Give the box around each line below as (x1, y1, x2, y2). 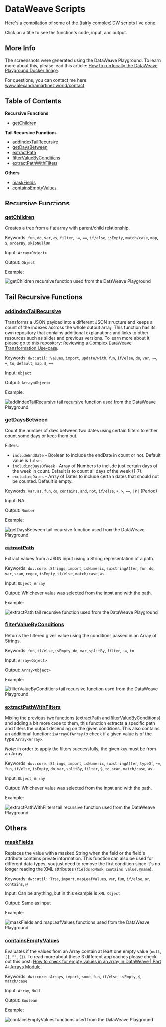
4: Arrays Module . (5, 964, 42, 970)
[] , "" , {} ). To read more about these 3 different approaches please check (5, 954, 157, 959)
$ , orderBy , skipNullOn (5, 240, 51, 246)
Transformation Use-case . (5, 345, 59, 351)
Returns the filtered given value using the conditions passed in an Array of (5, 632, 157, 638)
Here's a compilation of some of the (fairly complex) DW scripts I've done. (5, 20, 157, 26)
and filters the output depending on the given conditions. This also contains (5, 726, 160, 732)
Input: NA (5, 498, 25, 504)
